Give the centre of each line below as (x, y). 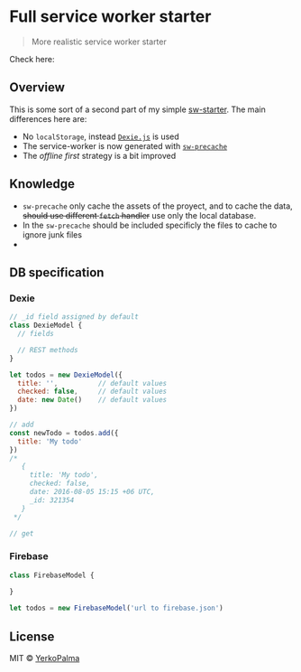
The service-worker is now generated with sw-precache (125, 145)
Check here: (32, 59)
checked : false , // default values (92, 392)
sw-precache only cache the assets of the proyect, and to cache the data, (157, 206)
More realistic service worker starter (99, 42)
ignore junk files (52, 234)
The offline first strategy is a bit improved (99, 155)
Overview (37, 88)
